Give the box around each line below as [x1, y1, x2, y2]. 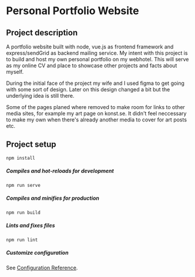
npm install [6, 155, 35, 161]
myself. [6, 68, 24, 75]
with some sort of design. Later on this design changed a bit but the [6, 86, 170, 93]
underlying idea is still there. [6, 93, 75, 99]
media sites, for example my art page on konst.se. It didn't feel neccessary [6, 110, 187, 117]
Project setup [6, 140, 57, 150]
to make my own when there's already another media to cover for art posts [6, 116, 187, 123]
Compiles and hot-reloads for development [6, 167, 115, 174]
